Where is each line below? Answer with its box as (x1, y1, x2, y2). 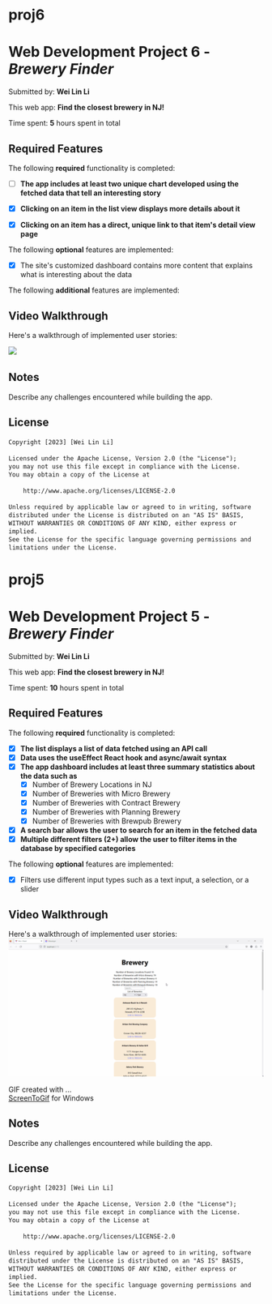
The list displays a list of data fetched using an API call (19, 743, 208, 753)
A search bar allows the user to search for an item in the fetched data (19, 825, 257, 836)
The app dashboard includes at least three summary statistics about (19, 762, 255, 772)
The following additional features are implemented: (8, 285, 180, 295)
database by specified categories (19, 844, 136, 853)
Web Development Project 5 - (8, 608, 210, 626)
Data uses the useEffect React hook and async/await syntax (19, 752, 227, 763)
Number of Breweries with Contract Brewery (32, 797, 181, 807)
